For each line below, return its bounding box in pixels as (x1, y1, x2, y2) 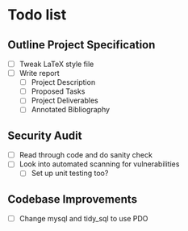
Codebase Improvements (7, 192, 138, 206)
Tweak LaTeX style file (19, 59, 94, 69)
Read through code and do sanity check (19, 150, 152, 160)
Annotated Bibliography (31, 105, 111, 115)
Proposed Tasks (31, 86, 86, 96)
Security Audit (7, 128, 82, 142)
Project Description (31, 78, 96, 87)
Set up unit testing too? (31, 168, 109, 178)
